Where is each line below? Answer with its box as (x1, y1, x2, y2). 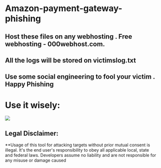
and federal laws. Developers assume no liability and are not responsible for (5, 153, 156, 158)
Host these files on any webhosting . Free (5, 32, 132, 41)
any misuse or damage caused (5, 157, 66, 163)
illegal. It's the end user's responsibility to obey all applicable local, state (5, 147, 149, 153)
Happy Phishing (5, 80, 54, 88)
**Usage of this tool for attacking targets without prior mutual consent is (5, 142, 150, 148)
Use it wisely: (5, 99, 60, 111)
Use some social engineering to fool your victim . (5, 73, 155, 81)
